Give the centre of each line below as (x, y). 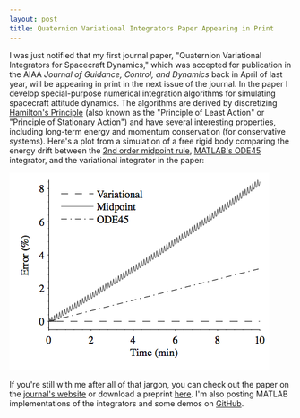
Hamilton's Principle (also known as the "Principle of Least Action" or (137, 112)
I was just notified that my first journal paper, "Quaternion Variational (136, 55)
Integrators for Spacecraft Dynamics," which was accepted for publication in (150, 65)
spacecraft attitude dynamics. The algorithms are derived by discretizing (143, 102)
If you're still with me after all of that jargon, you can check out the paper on (149, 384)
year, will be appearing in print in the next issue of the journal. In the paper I (149, 83)
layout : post (34, 19)
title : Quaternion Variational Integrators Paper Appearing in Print (142, 28)
